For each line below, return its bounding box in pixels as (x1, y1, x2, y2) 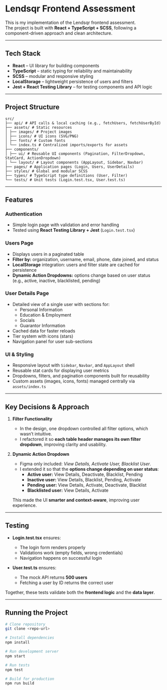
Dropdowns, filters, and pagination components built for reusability (12, 373, 150, 379)
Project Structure (5, 103, 60, 111)
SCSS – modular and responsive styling (12, 73, 93, 79)
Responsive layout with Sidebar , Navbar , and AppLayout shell (12, 362, 135, 368)
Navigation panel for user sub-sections (12, 338, 93, 345)
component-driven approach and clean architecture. (5, 30, 113, 36)
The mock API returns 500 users (19, 574, 88, 580)
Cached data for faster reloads (12, 328, 76, 334)
